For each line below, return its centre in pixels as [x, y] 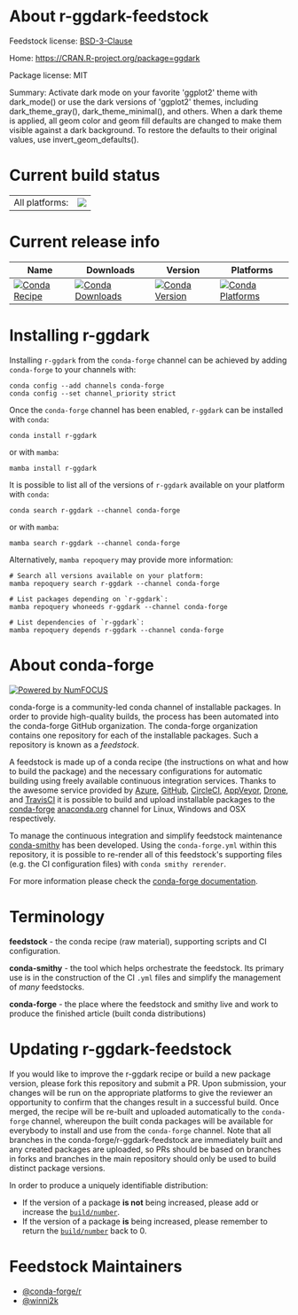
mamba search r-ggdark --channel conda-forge [94, 543]
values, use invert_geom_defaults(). [74, 139]
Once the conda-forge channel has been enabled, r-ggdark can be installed [146, 410]
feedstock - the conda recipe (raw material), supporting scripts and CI [138, 941]
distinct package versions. [57, 1168]
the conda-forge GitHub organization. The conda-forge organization [134, 725]
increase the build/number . [71, 1211]
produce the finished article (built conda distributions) [108, 1014]
